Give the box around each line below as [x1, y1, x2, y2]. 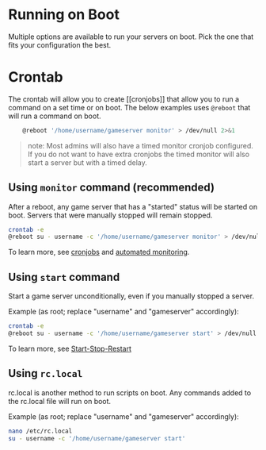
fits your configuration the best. [8, 40, 112, 49]
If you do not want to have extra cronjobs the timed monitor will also [27, 149, 250, 159]
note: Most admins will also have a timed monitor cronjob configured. [27, 140, 253, 150]
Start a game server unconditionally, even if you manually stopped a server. [8, 291, 255, 301]
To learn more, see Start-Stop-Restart [8, 344, 132, 353]
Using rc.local [8, 367, 83, 380]
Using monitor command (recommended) [8, 181, 215, 194]
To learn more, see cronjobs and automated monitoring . [8, 248, 190, 257]
